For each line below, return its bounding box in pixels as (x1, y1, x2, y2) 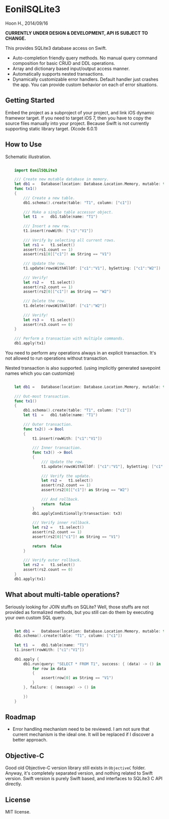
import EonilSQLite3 (14, 168, 57, 173)
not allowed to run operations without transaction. (5, 355, 109, 361)
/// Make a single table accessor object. (23, 210, 114, 215)
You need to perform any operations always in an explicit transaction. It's (5, 350, 156, 356)
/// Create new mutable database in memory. (14, 177, 109, 182)
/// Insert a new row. (23, 224, 71, 229)
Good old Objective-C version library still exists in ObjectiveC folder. (5, 765, 146, 771)
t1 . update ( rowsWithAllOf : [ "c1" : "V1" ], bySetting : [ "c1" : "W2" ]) (23, 266, 161, 271)
